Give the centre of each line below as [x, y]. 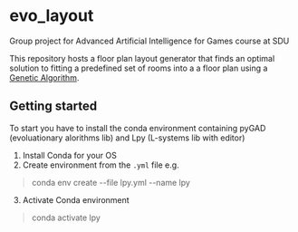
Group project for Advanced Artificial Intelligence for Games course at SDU [149, 41]
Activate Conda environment [76, 199]
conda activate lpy [66, 217]
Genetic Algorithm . [44, 77]
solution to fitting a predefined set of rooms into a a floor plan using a [139, 68]
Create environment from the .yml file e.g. [101, 165]
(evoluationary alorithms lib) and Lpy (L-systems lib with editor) [127, 138]
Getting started [53, 106]
